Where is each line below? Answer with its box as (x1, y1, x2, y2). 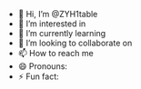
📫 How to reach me (17, 48, 94, 58)
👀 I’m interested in (17, 18, 86, 29)
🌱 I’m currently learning (17, 28, 106, 38)
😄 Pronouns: (17, 61, 68, 72)
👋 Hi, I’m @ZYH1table (17, 9, 98, 19)
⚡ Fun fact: (17, 71, 59, 82)
